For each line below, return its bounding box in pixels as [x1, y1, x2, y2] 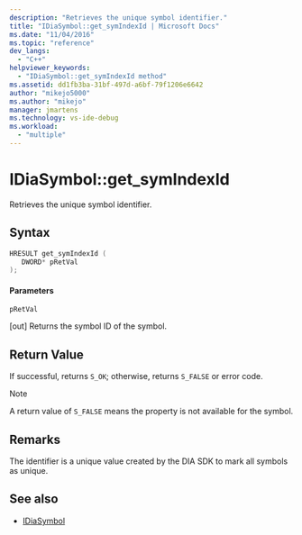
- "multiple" [17, 131, 67, 140]
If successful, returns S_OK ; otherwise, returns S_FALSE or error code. [9, 371, 263, 382]
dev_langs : [9, 47, 50, 56]
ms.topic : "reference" [9, 38, 95, 48]
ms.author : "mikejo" [9, 96, 87, 106]
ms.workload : [9, 122, 59, 131]
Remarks [9, 431, 61, 447]
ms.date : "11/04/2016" [9, 30, 95, 39]
